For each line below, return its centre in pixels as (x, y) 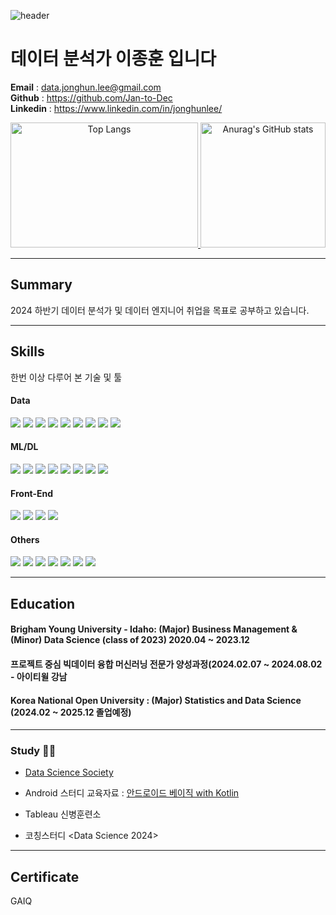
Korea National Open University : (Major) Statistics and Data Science (156, 700)
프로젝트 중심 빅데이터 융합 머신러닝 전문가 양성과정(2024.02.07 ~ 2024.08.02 (166, 664)
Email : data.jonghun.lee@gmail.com (86, 87)
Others (25, 539)
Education (43, 603)
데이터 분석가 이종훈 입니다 (113, 59)
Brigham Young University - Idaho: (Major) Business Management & (154, 629)
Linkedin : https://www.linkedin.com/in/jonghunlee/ (116, 108)
